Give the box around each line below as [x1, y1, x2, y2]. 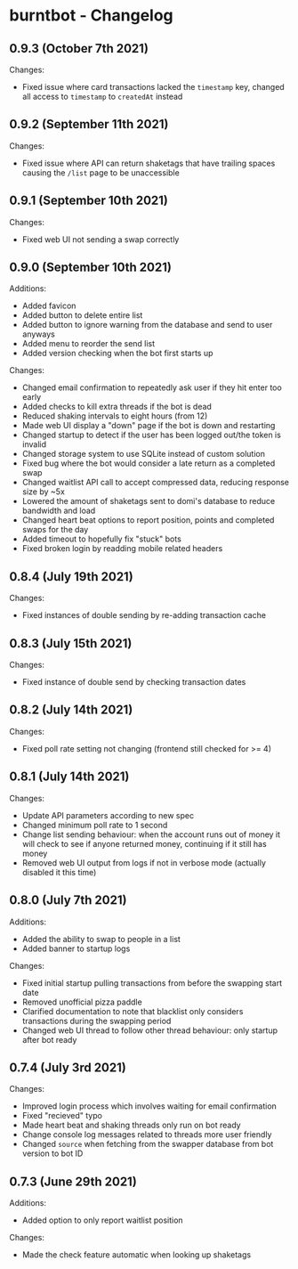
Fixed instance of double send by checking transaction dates [21, 677, 246, 687]
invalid [21, 439, 47, 450]
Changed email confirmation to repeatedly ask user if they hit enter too [21, 382, 282, 393]
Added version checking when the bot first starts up [21, 348, 213, 359]
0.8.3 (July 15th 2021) [9, 636, 133, 651]
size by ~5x [21, 486, 65, 497]
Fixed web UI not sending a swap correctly [21, 233, 180, 245]
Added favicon [21, 300, 77, 312]
